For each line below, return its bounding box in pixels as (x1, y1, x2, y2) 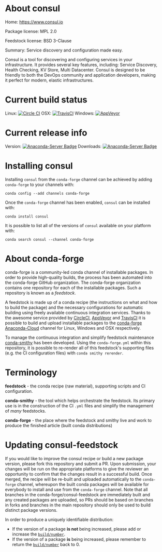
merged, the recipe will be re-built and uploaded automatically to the (5, 476, 142, 482)
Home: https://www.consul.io (5, 19, 63, 25)
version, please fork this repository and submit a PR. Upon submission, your (5, 461, 156, 467)
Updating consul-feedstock (5, 439, 118, 451)
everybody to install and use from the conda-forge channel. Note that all (5, 486, 148, 492)
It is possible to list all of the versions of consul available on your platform (5, 222, 151, 228)
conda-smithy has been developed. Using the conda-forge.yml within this (5, 339, 151, 345)
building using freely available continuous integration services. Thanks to (5, 309, 151, 316)
